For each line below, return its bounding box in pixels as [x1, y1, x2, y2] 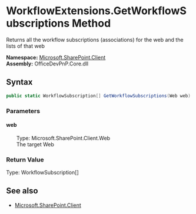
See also [6, 186, 38, 196]
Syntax [6, 77, 33, 87]
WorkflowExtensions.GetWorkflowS [6, 4, 187, 18]
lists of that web [6, 42, 45, 50]
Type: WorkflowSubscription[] [6, 169, 79, 176]
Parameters [6, 107, 40, 115]
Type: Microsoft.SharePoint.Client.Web [16, 134, 111, 141]
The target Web [16, 140, 55, 148]
